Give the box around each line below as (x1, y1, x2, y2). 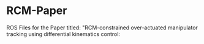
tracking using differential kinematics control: (6, 30, 121, 37)
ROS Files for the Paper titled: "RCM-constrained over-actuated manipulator (6, 24, 198, 31)
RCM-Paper (6, 4, 67, 18)
